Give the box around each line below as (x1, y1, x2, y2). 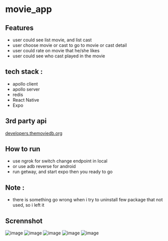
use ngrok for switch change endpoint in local (12, 158, 108, 164)
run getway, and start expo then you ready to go (12, 169, 113, 175)
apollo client (12, 81, 38, 87)
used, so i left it (12, 202, 44, 208)
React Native (12, 97, 39, 103)
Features (5, 24, 34, 32)
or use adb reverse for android (12, 164, 76, 170)
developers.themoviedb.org (5, 130, 63, 136)
